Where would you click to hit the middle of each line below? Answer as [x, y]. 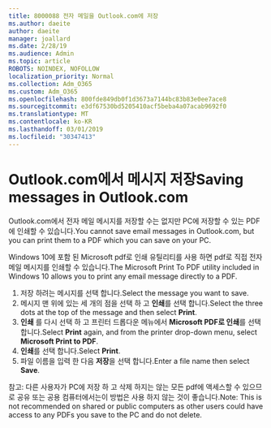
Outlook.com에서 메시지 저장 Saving [126, 179]
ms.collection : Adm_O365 [50, 84]
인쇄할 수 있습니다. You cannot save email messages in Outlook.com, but [135, 231]
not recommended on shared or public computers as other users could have [136, 406]
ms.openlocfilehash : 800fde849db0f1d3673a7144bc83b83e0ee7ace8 [118, 99]
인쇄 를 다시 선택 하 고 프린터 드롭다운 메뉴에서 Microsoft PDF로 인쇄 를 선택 [140, 322]
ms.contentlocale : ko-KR [50, 122]
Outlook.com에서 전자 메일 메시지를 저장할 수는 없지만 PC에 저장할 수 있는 [127, 221]
